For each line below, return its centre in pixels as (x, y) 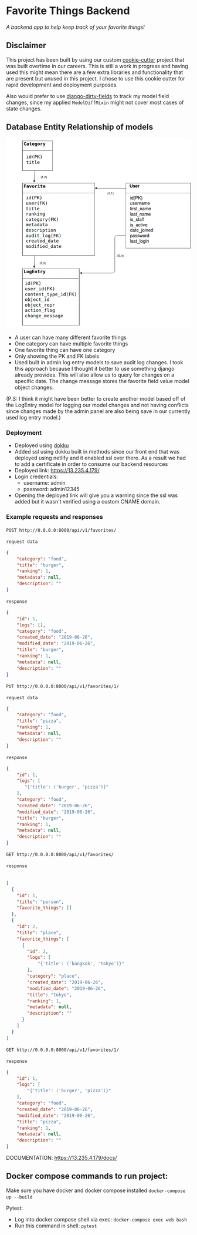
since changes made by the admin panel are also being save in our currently (98, 411)
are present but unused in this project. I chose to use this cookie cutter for (96, 78)
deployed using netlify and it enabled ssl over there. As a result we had (100, 458)
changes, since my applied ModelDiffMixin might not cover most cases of (95, 102)
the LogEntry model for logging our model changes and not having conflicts (98, 405)
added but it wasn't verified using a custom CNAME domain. (87, 502)
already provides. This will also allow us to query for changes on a (94, 375)
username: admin (44, 483)
